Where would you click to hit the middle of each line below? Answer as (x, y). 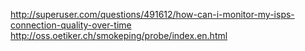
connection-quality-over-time (71, 25)
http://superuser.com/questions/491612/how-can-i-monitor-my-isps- (152, 14)
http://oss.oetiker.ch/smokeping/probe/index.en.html (119, 35)
